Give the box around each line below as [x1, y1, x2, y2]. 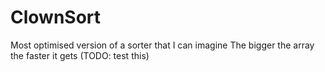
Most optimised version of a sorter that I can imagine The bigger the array [10, 39, 315, 51]
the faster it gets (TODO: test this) [10, 49, 150, 61]
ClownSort [10, 6, 102, 29]
